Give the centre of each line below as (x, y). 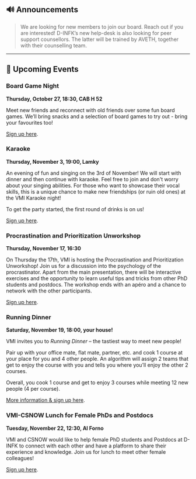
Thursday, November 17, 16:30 (44, 249)
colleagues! (20, 458)
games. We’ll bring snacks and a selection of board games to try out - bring (97, 116)
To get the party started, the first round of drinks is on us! (75, 209)
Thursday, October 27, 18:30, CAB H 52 (54, 99)
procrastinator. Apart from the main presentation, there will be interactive (94, 272)
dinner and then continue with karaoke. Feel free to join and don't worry (92, 179)
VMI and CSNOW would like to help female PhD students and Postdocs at (94, 439)
